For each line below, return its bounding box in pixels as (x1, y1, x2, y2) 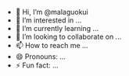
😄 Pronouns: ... (15, 52, 66, 61)
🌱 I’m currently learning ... (15, 24, 99, 33)
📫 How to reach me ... (15, 41, 88, 50)
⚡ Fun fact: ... (15, 60, 59, 70)
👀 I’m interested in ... (15, 16, 82, 25)
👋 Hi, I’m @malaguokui (15, 8, 88, 16)
